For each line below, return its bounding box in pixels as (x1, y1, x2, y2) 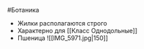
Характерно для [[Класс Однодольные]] (17, 27, 138, 35)
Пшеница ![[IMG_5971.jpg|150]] (17, 34, 108, 42)
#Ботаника (7, 6, 40, 14)
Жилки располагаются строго (17, 19, 108, 27)
